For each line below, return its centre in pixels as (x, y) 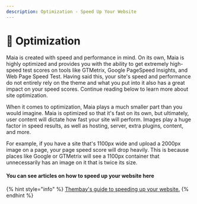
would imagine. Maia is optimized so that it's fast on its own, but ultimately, (98, 113)
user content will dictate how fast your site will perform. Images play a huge (99, 119)
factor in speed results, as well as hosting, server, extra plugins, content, (95, 126)
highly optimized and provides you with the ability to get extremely (88, 63)
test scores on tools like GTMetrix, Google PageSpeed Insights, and (105, 70)
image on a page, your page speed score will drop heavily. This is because (97, 149)
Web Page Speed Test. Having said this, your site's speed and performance (99, 76)
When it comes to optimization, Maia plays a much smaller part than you (94, 107)
